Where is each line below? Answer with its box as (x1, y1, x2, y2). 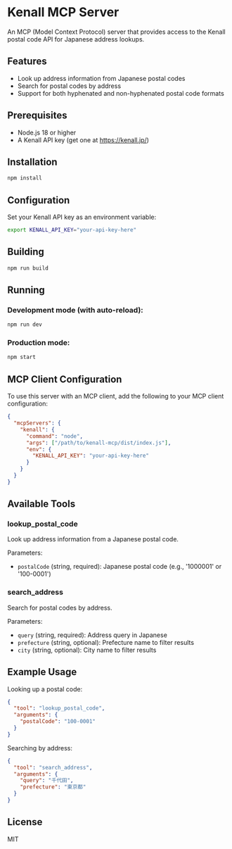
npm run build (7, 265, 49, 272)
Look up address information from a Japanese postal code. (7, 535, 179, 543)
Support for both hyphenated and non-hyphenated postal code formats (17, 89, 225, 97)
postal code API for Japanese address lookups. (7, 34, 145, 43)
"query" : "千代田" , (20, 777, 74, 784)
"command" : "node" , (25, 432, 83, 440)
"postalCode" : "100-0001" (20, 718, 96, 725)
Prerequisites (7, 110, 67, 122)
